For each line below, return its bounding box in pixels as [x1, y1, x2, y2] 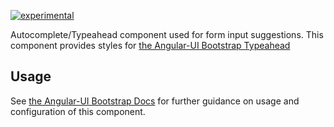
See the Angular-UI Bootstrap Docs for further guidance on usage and [10, 95, 300, 107]
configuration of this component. [10, 105, 146, 117]
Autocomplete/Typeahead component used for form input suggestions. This [10, 29, 324, 40]
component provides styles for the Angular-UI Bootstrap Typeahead [10, 40, 291, 51]
